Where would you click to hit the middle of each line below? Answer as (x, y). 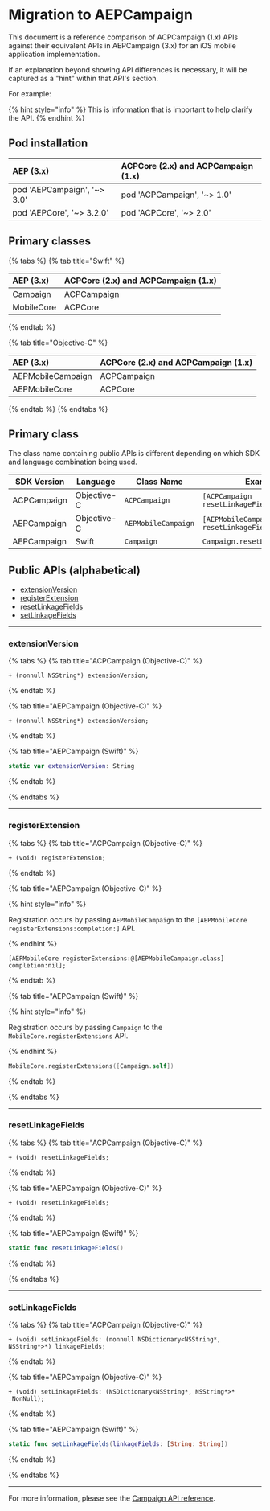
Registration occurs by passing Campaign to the (86, 1027)
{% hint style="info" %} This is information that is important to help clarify (131, 109)
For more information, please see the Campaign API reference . (112, 1498)
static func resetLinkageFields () (66, 1248)
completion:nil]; (37, 965)
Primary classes (49, 242)
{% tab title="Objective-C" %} (58, 343)
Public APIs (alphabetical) (74, 570)
